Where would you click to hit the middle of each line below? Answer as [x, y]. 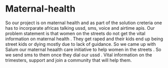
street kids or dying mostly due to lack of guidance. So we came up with [80, 44]
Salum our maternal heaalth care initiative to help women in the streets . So [83, 49]
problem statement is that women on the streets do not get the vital [75, 33]
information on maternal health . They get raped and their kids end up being [84, 39]
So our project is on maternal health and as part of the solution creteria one [84, 23]
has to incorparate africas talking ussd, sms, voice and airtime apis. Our [80, 28]
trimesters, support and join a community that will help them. [69, 60]
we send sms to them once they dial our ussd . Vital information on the [79, 55]
